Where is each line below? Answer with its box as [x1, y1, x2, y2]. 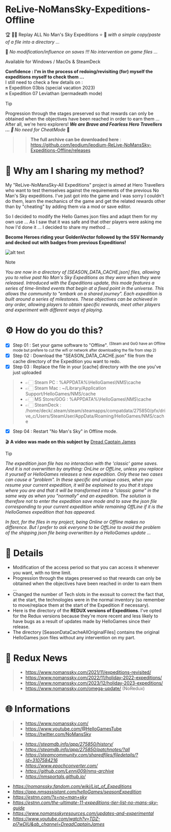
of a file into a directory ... [5, 39, 60, 45]
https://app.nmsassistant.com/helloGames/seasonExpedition [12, 788, 141, 794]
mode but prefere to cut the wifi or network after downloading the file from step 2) [12, 348, 157, 353]
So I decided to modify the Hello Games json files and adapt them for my [5, 213, 158, 219]
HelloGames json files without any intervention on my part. [12, 634, 136, 640]
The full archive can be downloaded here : [30, 136, 122, 142]
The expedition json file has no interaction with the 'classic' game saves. [5, 460, 158, 466]
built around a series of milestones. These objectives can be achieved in [5, 296, 158, 302]
